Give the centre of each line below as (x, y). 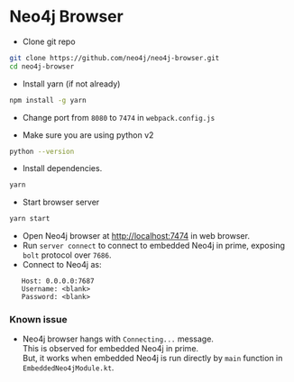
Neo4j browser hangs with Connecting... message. (118, 339)
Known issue (38, 320)
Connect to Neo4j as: (62, 265)
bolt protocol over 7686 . (67, 255)
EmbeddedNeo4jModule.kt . (68, 368)
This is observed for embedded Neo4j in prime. (110, 349)
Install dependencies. (62, 168)
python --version (42, 151)
